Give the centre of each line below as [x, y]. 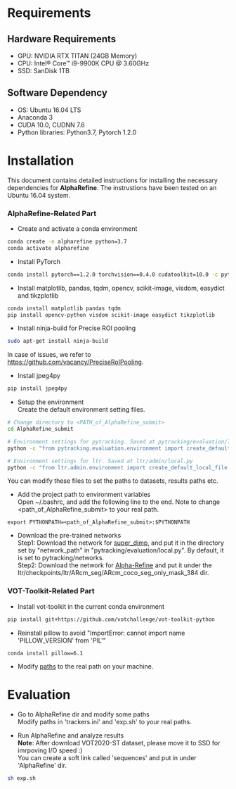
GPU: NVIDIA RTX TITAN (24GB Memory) [77, 56]
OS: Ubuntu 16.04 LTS [49, 110]
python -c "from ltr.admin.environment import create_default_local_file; [119, 467]
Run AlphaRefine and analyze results [71, 735]
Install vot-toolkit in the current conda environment [91, 606]
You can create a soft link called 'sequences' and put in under [107, 757]
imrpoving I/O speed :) [50, 750]
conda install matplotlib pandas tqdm [64, 308]
